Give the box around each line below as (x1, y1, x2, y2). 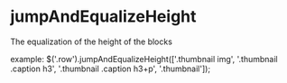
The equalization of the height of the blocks (10, 36, 172, 47)
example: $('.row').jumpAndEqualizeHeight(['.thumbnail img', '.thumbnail (10, 53, 278, 64)
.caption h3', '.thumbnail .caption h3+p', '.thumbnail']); (10, 63, 211, 74)
